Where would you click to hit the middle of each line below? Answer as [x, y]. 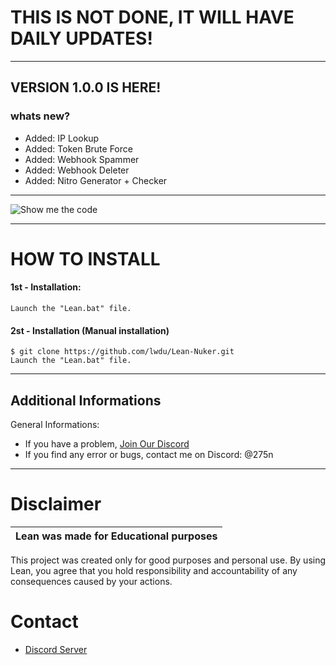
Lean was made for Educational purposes [116, 536]
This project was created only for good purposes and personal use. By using [168, 560]
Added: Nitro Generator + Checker [96, 180]
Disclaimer [56, 504]
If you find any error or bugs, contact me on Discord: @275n [149, 455]
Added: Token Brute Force [78, 148]
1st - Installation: [46, 287]
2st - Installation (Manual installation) [90, 330]
